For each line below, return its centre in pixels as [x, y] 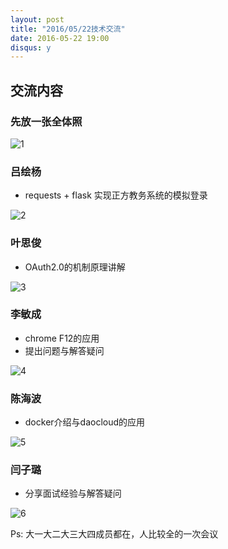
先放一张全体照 [46, 121]
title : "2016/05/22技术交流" [68, 29]
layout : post [37, 19]
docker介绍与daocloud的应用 [85, 422]
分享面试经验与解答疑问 [73, 493]
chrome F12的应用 [62, 338]
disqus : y [31, 47]
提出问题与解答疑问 [64, 350]
